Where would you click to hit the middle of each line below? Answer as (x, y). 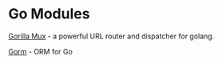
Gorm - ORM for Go (41, 51)
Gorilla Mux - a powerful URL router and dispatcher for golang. (111, 36)
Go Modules (49, 14)
